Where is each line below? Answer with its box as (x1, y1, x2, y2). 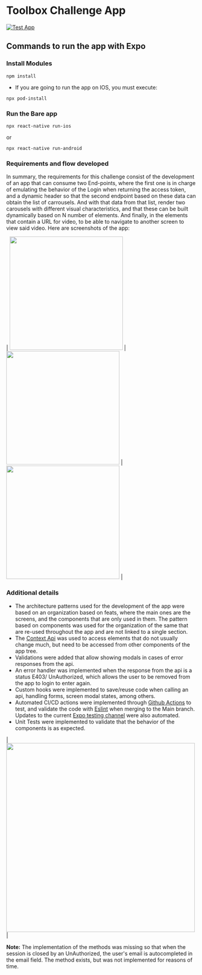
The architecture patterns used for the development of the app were (14, 602, 185, 610)
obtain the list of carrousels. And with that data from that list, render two (6, 199, 186, 206)
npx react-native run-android (6, 145, 83, 151)
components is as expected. (14, 724, 86, 732)
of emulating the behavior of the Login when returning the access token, (6, 186, 186, 194)
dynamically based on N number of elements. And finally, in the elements (6, 212, 188, 219)
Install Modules (6, 59, 52, 68)
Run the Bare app (6, 109, 58, 118)
